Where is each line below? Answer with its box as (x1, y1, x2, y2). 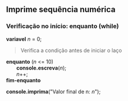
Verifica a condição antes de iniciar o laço (20, 47, 122, 54)
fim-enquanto (6, 76, 41, 83)
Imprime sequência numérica (6, 5, 116, 15)
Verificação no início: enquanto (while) (6, 22, 119, 30)
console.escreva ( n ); (16, 64, 66, 71)
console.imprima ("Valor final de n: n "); (6, 88, 101, 95)
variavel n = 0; (6, 35, 42, 43)
